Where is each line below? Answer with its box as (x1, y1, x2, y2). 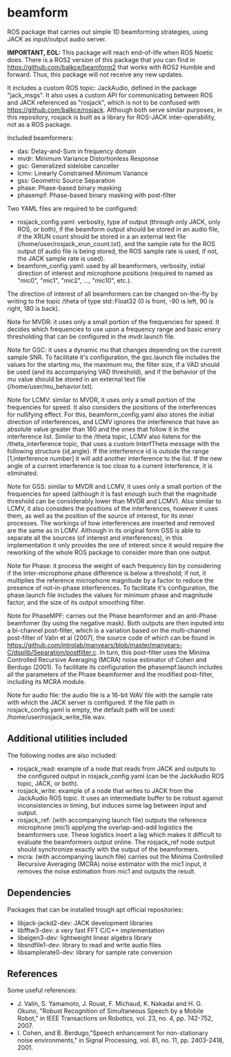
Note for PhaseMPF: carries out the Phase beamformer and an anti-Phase (7, 612, 217, 620)
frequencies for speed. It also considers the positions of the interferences (7, 403, 217, 411)
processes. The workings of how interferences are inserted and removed (7, 519, 215, 527)
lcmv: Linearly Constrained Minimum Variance (17, 169, 148, 177)
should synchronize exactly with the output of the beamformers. (17, 845, 200, 853)
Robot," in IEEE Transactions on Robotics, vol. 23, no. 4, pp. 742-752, (17, 1014, 214, 1023)
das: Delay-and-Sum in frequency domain (17, 147, 137, 155)
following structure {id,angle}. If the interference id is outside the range (7, 447, 209, 455)
